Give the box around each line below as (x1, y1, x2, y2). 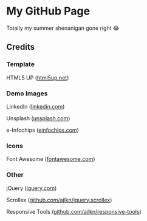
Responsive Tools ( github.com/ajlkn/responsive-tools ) (6, 208, 142, 215)
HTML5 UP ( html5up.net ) (6, 74, 69, 81)
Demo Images (6, 89, 48, 98)
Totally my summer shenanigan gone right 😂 (6, 24, 120, 32)
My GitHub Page (6, 4, 90, 18)
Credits (6, 42, 35, 52)
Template (6, 60, 35, 69)
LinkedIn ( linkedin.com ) (6, 103, 65, 110)
